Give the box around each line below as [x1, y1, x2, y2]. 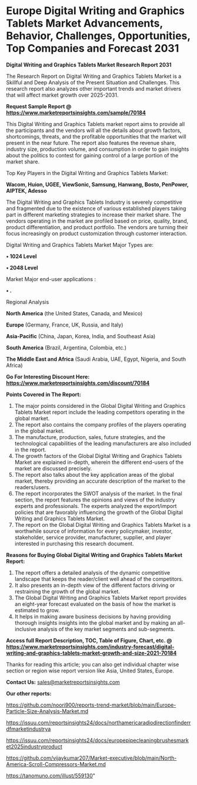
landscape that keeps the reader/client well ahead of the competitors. [14, 575, 183, 582]
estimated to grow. [14, 606, 60, 614]
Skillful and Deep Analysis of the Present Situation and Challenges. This [6, 78, 180, 86]
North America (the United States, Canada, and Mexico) [6, 309, 143, 316]
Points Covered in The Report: [6, 391, 81, 398]
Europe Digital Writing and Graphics [6, 4, 185, 18]
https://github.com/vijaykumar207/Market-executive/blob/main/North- [6, 754, 177, 761]
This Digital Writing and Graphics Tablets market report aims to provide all [6, 120, 185, 127]
